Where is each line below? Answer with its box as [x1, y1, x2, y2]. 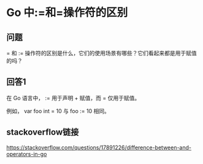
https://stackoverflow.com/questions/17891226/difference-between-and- [6, 144, 192, 151]
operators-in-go [6, 150, 47, 157]
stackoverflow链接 [6, 127, 79, 138]
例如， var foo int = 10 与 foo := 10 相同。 [6, 107, 110, 114]
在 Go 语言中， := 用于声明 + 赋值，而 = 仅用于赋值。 [6, 94, 140, 101]
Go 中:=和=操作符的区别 [6, 6, 128, 20]
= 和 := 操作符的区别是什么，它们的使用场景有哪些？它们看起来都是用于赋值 [6, 50, 197, 57]
